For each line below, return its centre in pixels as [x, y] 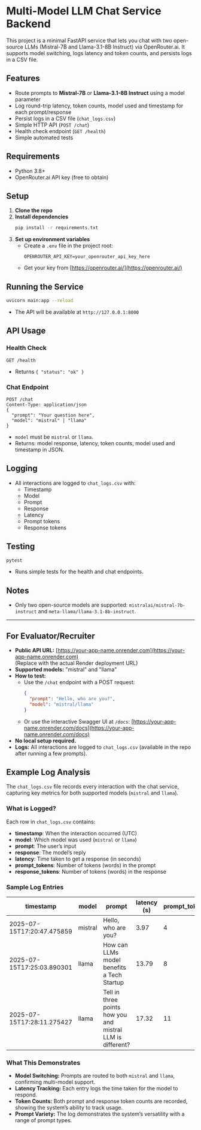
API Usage [26, 331]
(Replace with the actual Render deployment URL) [76, 663]
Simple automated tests [44, 137]
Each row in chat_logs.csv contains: [51, 822]
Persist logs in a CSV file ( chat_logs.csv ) [65, 118]
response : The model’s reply [50, 852]
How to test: [30, 676]
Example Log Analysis [48, 772]
